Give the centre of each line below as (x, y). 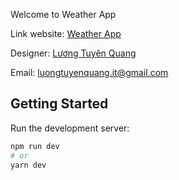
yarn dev (28, 165)
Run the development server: (70, 128)
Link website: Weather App (66, 33)
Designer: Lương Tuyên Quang (73, 53)
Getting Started (59, 104)
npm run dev (35, 146)
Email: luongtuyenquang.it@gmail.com (89, 72)
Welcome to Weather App (63, 14)
